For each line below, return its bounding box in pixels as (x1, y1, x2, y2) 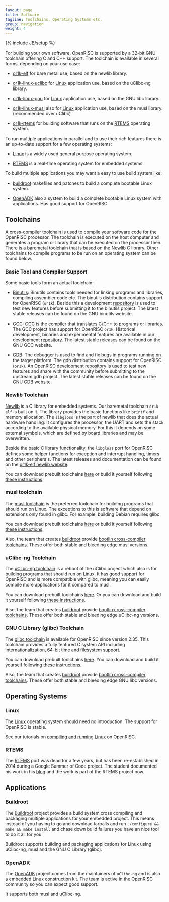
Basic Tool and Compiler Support (5, 268, 88, 275)
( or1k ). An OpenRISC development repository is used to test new (12, 363, 147, 369)
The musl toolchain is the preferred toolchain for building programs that (5, 500, 153, 506)
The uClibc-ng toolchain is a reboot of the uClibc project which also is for (5, 566, 157, 572)
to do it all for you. (5, 831, 43, 837)
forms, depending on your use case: (5, 61, 80, 67)
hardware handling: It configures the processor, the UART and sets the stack (5, 419, 164, 425)
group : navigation (5, 21, 44, 27)
